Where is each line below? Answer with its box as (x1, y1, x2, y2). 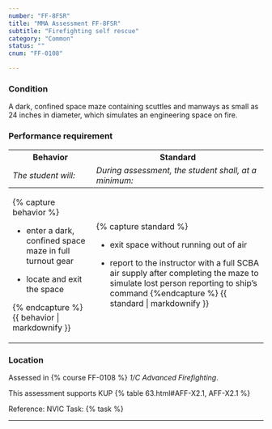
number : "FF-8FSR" (8, 11, 70, 20)
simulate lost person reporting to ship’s (109, 277, 257, 288)
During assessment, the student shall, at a (96, 164, 257, 176)
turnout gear (26, 255, 74, 266)
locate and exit (26, 273, 83, 284)
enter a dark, (26, 224, 75, 236)
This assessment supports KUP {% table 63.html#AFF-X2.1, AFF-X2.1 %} (8, 388, 251, 397)
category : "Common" (8, 34, 74, 43)
